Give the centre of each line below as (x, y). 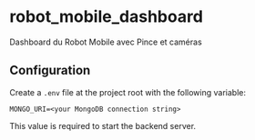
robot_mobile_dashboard (106, 17)
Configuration (50, 70)
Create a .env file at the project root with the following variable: (127, 92)
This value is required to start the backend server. (103, 125)
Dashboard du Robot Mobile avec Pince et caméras (106, 42)
